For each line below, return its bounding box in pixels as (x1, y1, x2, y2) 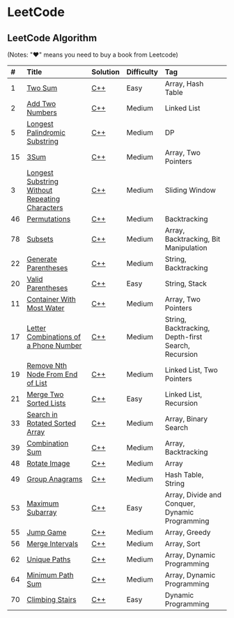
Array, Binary (164, 414, 208, 423)
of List (26, 378, 47, 388)
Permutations (26, 214, 71, 223)
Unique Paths (26, 554, 71, 564)
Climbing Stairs (26, 595, 77, 604)
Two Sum (26, 83, 58, 93)
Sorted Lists (26, 399, 66, 408)
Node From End (26, 369, 78, 379)
